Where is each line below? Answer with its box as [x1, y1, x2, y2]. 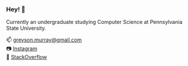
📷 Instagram [6, 45, 38, 52]
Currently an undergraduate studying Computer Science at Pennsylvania [6, 19, 183, 26]
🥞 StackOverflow [6, 54, 47, 61]
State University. [6, 25, 47, 32]
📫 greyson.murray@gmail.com [6, 36, 83, 43]
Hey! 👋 [6, 5, 25, 13]
